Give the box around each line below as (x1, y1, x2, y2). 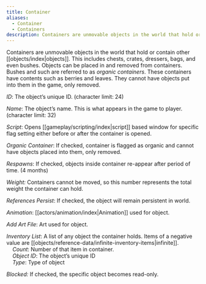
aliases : (6, 15, 29, 21)
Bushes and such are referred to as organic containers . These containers (6, 68, 192, 75)
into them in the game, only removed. (6, 81, 101, 89)
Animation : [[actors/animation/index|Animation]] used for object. (6, 209, 170, 217)
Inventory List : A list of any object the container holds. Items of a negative (6, 232, 193, 240)
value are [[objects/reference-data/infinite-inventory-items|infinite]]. (6, 239, 179, 247)
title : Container (6, 9, 51, 15)
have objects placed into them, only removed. (6, 148, 121, 156)
